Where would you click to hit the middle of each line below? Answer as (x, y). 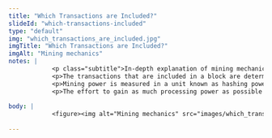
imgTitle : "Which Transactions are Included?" (88, 46)
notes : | (23, 62)
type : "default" (36, 31)
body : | (21, 106)
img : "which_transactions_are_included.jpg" (85, 39)
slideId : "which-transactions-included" (78, 24)
